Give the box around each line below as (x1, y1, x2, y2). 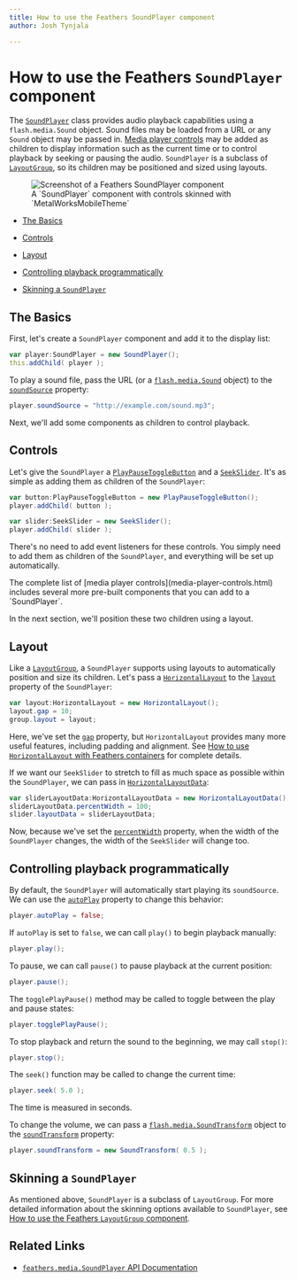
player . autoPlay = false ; (9, 912, 104, 920)
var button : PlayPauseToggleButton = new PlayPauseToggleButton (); (9, 493, 259, 501)
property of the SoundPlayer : (9, 681, 113, 692)
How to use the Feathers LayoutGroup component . (9, 1213, 190, 1223)
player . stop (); (9, 1053, 65, 1062)
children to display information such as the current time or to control (9, 144, 258, 154)
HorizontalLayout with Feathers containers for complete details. (9, 749, 242, 760)
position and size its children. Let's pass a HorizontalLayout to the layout (9, 672, 277, 682)
